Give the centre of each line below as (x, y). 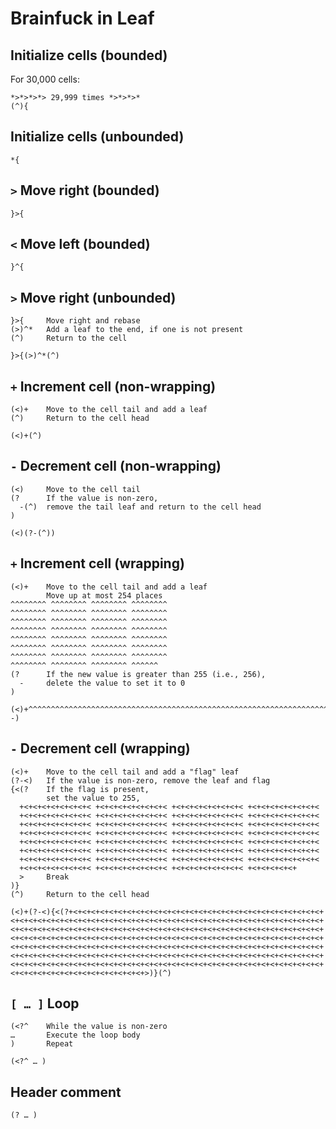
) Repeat (42, 1044)
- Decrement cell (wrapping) (100, 748)
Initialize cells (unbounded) (97, 137)
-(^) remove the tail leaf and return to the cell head (140, 507)
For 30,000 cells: (45, 79)
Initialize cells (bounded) (89, 55)
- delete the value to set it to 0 (102, 683)
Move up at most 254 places (104, 595)
